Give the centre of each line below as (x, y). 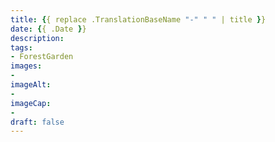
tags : (21, 47)
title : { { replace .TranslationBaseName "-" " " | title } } (138, 19)
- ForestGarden (42, 57)
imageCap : (31, 103)
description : (37, 38)
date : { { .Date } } (48, 29)
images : (26, 66)
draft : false (37, 122)
